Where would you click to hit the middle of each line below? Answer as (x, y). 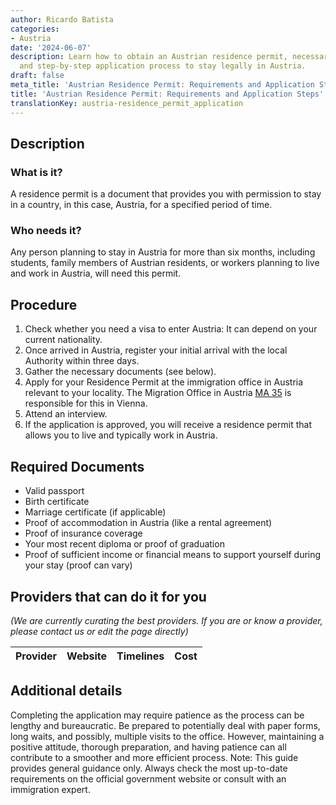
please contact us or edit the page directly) (99, 631)
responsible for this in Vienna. (86, 403)
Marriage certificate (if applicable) (95, 512)
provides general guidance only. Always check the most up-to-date (149, 768)
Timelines (140, 656)
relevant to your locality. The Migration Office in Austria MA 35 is (158, 393)
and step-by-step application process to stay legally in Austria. (163, 66)
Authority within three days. (82, 361)
